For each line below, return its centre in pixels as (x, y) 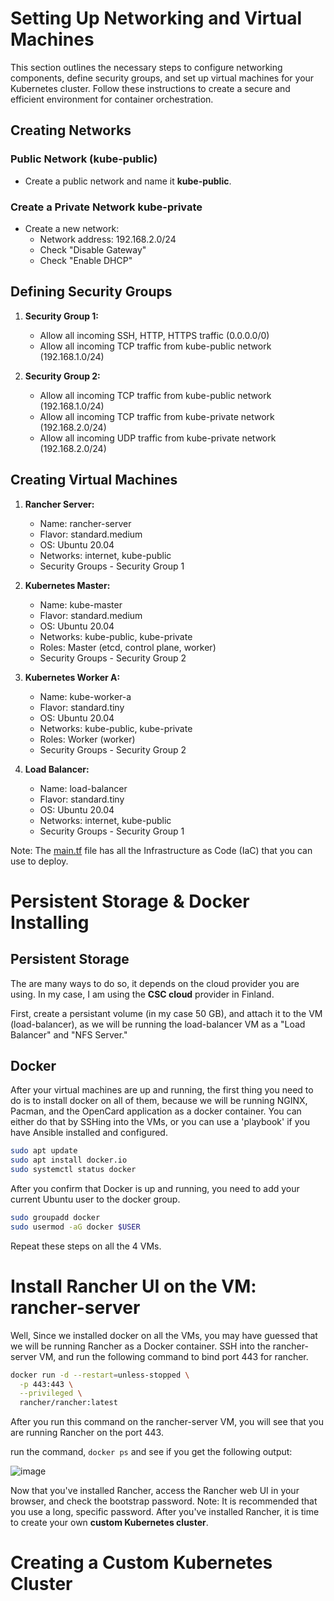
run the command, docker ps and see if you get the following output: (151, 1452)
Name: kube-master (81, 604)
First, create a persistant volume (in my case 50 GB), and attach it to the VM (166, 1013)
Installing (50, 922)
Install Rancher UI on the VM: (133, 1286)
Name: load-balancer (83, 788)
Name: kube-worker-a (85, 696)
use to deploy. (39, 861)
